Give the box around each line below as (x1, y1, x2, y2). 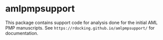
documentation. (5, 30, 39, 36)
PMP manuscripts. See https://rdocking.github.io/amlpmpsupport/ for (5, 24, 155, 30)
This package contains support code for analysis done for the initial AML (5, 19, 158, 25)
